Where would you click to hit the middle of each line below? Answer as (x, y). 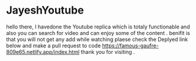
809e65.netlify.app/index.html (43, 52)
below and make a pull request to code (54, 46)
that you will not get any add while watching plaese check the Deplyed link (97, 39)
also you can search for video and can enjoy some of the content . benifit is (98, 33)
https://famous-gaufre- (130, 46)
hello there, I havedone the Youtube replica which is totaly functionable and (98, 27)
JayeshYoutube (45, 10)
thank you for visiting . (108, 52)
